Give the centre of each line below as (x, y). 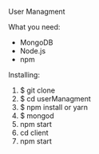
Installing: (24, 75)
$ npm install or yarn (54, 107)
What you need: (34, 27)
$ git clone (38, 90)
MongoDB (36, 42)
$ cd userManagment (55, 99)
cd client (34, 132)
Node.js (33, 51)
